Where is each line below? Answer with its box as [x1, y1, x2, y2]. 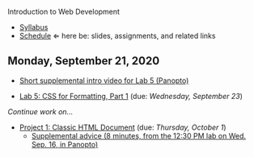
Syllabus [19, 23, 49, 31]
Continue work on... [7, 106, 74, 116]
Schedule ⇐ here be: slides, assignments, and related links [19, 31, 216, 40]
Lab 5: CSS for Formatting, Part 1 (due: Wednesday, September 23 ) [19, 91, 243, 101]
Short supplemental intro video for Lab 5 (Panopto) [19, 76, 189, 85]
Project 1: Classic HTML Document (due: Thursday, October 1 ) [19, 122, 227, 132]
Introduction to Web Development [7, 7, 121, 16]
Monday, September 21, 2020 [7, 54, 160, 68]
